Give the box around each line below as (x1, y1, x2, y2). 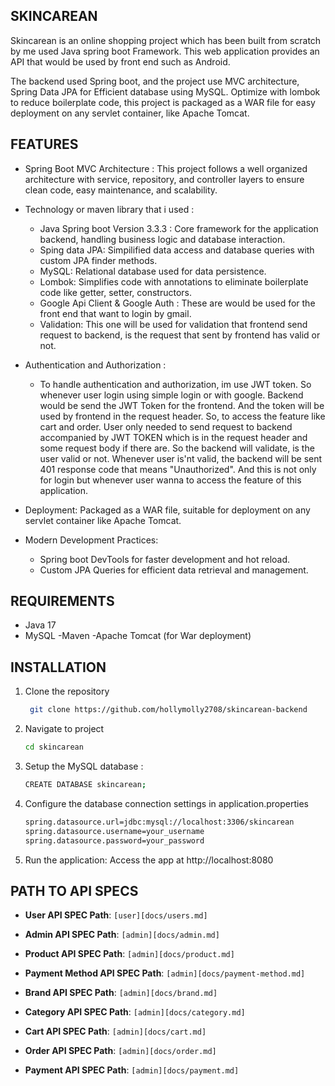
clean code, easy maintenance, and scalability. (24, 184, 218, 196)
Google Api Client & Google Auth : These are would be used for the (39, 297, 316, 309)
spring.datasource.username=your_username (24, 826, 205, 836)
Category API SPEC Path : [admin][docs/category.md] (24, 1006, 246, 1018)
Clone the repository (24, 685, 110, 698)
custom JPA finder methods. (39, 254, 158, 266)
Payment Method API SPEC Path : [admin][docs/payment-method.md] (24, 967, 306, 979)
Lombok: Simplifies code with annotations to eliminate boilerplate (39, 275, 309, 288)
